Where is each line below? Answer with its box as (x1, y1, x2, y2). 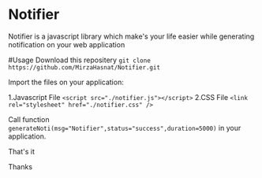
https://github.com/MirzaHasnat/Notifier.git (8, 63, 160, 72)
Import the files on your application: (8, 77, 124, 87)
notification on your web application (8, 39, 125, 49)
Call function (8, 114, 50, 124)
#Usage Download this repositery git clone (8, 55, 152, 65)
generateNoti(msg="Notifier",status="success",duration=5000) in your (8, 123, 241, 132)
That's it (8, 146, 36, 156)
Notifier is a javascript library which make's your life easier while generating (8, 32, 255, 41)
